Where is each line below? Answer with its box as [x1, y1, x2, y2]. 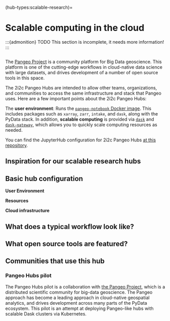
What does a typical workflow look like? [5, 222, 134, 231]
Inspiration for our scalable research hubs [5, 157, 141, 166]
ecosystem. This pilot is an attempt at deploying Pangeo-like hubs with [5, 305, 154, 311]
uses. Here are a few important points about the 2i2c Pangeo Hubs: [5, 95, 147, 101]
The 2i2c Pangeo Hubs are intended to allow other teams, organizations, [5, 84, 157, 91]
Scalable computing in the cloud [5, 22, 145, 34]
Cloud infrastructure [5, 208, 50, 214]
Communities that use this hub [5, 257, 105, 266]
